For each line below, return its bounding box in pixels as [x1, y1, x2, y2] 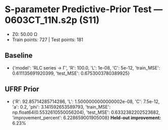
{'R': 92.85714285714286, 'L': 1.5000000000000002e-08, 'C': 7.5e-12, [12, 98, 160, 105]
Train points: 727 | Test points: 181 [12, 37, 83, 43]
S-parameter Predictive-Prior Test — [5, 4, 163, 15]
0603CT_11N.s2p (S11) [5, 14, 100, 26]
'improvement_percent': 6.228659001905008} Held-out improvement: [12, 114, 161, 120]
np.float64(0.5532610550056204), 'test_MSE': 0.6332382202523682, [12, 109, 160, 115]
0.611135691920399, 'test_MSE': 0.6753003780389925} [12, 70, 130, 76]
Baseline [5, 51, 33, 60]
